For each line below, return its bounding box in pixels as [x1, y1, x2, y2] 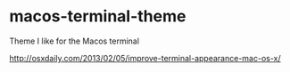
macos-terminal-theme [9, 6, 186, 27]
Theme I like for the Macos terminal [9, 36, 140, 46]
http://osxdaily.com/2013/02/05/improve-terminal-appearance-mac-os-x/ [9, 52, 281, 63]
